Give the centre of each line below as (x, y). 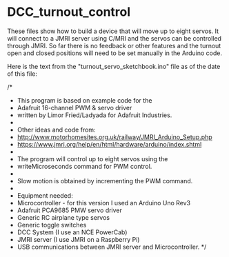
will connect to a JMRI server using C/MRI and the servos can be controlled (114, 38)
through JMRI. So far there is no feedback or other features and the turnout (114, 45)
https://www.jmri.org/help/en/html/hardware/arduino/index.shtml (109, 144)
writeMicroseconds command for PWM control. (84, 166)
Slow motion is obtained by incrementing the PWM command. (105, 181)
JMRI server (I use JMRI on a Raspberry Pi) (78, 239)
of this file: (22, 74)
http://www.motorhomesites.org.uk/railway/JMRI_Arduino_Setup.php (114, 137)
